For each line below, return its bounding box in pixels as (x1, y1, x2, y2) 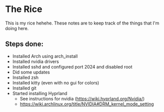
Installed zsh (12, 74, 39, 80)
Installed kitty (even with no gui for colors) (12, 79, 100, 85)
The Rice (5, 3, 42, 15)
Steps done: (5, 40, 44, 48)
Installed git (12, 85, 36, 91)
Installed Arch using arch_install (12, 53, 78, 59)
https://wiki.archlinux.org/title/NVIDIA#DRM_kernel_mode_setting (19, 101, 154, 107)
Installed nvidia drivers (12, 58, 59, 64)
